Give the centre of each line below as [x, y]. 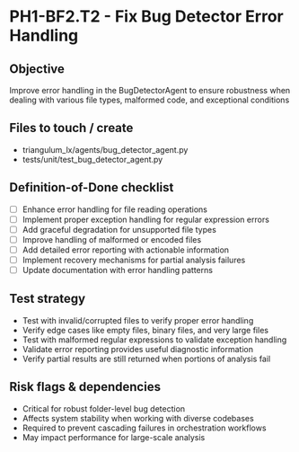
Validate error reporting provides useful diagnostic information [138, 349]
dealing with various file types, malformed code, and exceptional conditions [149, 100]
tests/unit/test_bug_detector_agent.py [92, 159]
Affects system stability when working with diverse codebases [138, 418]
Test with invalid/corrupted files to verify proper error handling [138, 320]
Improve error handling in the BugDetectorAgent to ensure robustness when [150, 90]
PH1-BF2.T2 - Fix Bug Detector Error [147, 17]
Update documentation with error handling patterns [118, 270]
